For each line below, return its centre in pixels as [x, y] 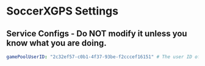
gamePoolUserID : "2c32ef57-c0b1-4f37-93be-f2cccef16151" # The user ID [99, 57]
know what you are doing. [56, 43]
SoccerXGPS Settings [63, 11]
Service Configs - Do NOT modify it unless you [97, 34]
